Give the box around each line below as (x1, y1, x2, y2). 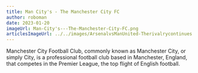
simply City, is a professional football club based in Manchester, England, (6, 54, 188, 61)
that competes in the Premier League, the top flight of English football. (6, 60, 181, 68)
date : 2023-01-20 (6, 20, 50, 26)
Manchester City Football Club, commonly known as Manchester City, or (6, 47, 187, 54)
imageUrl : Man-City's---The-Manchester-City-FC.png (6, 25, 138, 32)
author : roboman (6, 14, 47, 20)
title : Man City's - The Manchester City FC (6, 8, 120, 15)
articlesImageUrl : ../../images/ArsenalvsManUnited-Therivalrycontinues (6, 31, 193, 37)
